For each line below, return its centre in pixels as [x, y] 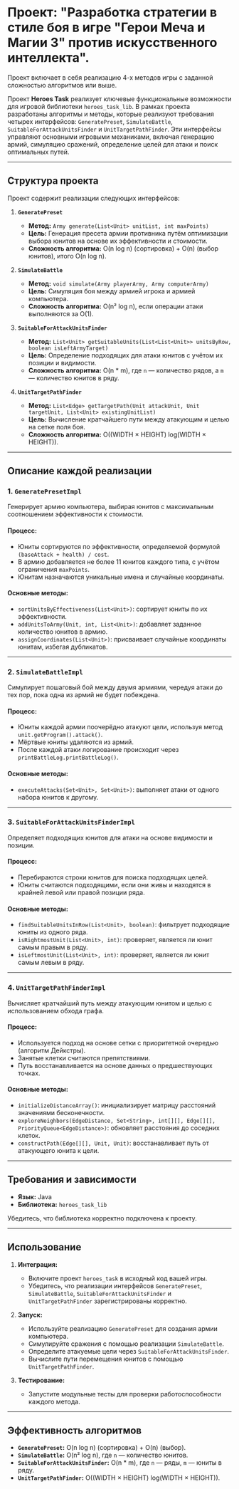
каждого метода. [54, 1401]
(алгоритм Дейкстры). [52, 1050]
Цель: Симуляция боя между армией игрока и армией [112, 291]
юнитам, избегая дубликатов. [63, 647]
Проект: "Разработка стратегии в [112, 12]
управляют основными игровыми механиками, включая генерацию [111, 137]
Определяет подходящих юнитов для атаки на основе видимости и [110, 837]
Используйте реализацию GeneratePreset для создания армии [123, 1328]
